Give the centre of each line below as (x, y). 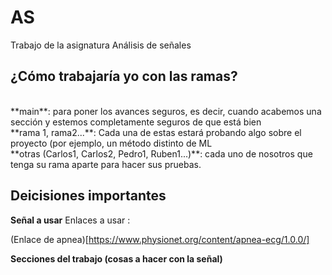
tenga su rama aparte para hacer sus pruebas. (106, 164)
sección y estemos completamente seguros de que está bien (136, 122)
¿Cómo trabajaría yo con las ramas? (124, 76)
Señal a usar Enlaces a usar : (70, 220)
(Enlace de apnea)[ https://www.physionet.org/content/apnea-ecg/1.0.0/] (160, 239)
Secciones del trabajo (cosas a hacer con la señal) (116, 258)
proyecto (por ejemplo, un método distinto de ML (111, 143)
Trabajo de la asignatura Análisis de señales (101, 45)
